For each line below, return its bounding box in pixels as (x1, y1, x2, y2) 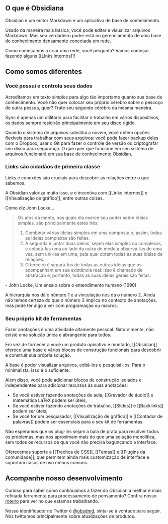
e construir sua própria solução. (5, 352, 71, 358)
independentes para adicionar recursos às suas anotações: (5, 382, 128, 388)
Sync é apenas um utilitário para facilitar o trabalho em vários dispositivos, (5, 114, 160, 120)
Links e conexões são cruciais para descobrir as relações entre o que (5, 174, 149, 180)
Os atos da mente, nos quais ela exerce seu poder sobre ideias (17, 215, 148, 221)
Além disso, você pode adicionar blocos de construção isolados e (5, 377, 142, 383)
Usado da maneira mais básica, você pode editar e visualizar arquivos (5, 27, 150, 33)
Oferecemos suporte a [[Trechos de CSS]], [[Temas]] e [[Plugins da (5, 449, 146, 455)
